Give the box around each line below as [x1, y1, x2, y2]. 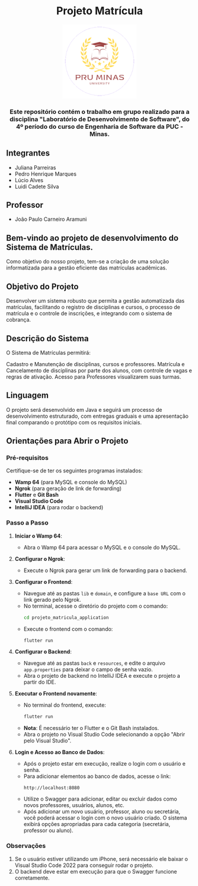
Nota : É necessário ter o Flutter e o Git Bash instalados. [23, 725, 159, 732]
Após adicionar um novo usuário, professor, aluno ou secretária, [23, 808, 181, 815]
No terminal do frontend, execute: [23, 701, 107, 709]
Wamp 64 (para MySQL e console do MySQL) [14, 479, 127, 486]
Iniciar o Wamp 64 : [14, 532, 62, 539]
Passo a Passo [6, 519, 49, 527]
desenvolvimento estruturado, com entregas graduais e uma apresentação [6, 412, 189, 420]
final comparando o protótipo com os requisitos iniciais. [6, 418, 142, 425]
